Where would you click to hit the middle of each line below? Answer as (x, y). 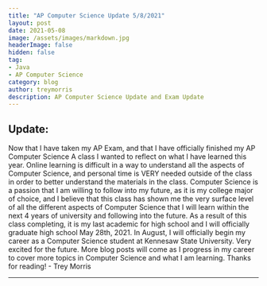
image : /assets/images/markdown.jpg (69, 38)
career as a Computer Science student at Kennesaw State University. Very (130, 241)
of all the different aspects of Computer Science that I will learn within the (129, 207)
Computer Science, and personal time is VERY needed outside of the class (130, 174)
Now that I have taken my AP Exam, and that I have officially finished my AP (132, 149)
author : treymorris (41, 89)
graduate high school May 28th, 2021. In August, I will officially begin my (127, 233)
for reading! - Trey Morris (50, 266)
